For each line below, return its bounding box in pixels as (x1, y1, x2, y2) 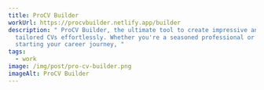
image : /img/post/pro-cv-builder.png (8, 63, 132, 70)
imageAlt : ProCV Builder (8, 70, 90, 77)
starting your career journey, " (15, 41, 125, 49)
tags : (8, 48, 26, 56)
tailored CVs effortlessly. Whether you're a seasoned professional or (15, 33, 255, 41)
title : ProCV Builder (8, 11, 79, 20)
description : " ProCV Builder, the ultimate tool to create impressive (8, 26, 247, 34)
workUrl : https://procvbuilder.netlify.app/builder (8, 19, 181, 27)
